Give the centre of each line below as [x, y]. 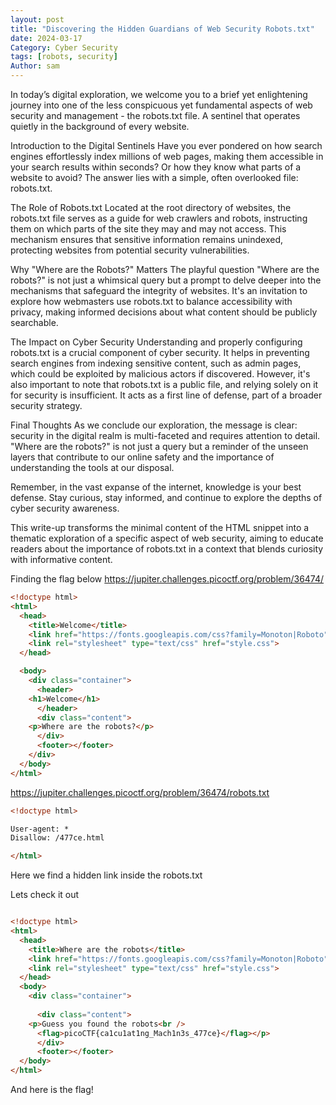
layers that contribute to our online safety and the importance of [142, 457]
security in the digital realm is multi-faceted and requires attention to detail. [165, 435]
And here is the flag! [52, 1089]
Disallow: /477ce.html [57, 838]
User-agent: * [40, 829]
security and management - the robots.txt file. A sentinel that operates [155, 115]
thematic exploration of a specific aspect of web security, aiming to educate [167, 538]
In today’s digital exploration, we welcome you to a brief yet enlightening [159, 94]
